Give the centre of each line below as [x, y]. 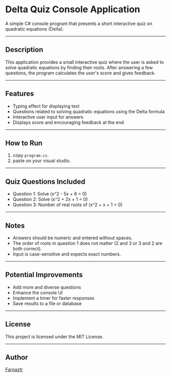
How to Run [24, 143]
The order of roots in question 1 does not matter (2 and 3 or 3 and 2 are [88, 243]
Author [17, 357]
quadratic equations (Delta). [35, 29]
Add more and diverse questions [47, 287]
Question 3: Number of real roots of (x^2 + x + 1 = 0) [68, 205]
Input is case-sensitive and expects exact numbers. [67, 254]
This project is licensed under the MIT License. [54, 336]
